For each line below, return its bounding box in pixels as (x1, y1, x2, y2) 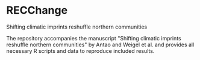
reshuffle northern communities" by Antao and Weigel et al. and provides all (6, 41, 195, 48)
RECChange (6, 4, 68, 17)
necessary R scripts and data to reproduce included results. (6, 47, 155, 54)
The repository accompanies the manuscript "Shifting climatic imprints (6, 34, 182, 42)
